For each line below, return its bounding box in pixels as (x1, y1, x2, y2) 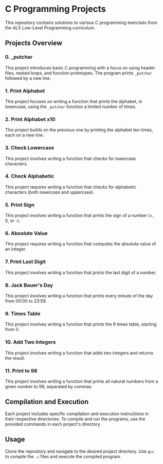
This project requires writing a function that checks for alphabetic (5, 184, 136, 190)
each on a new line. (5, 132, 44, 138)
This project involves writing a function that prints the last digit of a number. (5, 269, 157, 275)
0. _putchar (5, 54, 33, 61)
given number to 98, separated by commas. (5, 383, 93, 389)
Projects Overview (5, 39, 62, 47)
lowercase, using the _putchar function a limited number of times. (5, 104, 137, 110)
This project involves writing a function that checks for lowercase (5, 155, 136, 161)
